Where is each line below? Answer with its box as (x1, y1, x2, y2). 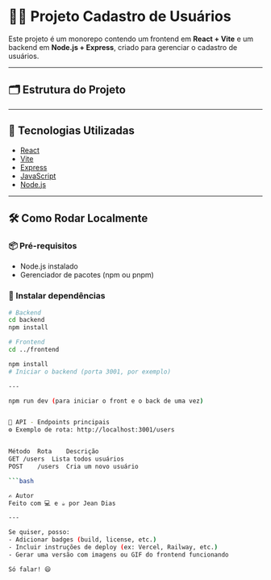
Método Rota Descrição (8, 448, 99, 456)
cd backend (8, 316, 45, 324)
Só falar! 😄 (8, 565, 51, 574)
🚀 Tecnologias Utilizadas (8, 124, 135, 138)
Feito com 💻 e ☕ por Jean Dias (8, 499, 116, 507)
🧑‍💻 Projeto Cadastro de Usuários (8, 7, 231, 26)
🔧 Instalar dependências (8, 290, 106, 302)
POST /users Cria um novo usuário (8, 462, 139, 470)
